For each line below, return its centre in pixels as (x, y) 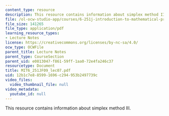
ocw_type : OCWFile (24, 47)
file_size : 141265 (24, 24)
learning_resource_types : (32, 33)
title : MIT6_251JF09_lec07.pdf (38, 71)
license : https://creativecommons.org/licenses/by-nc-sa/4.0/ (72, 43)
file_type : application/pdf (35, 29)
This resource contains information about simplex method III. (68, 108)
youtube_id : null (28, 94)
